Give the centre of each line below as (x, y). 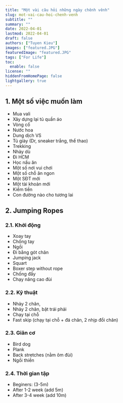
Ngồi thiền (23, 360)
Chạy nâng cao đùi (32, 280)
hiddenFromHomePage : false (34, 76)
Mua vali (21, 114)
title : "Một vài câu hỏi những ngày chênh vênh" (57, 10)
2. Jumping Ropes (34, 211)
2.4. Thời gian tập (27, 373)
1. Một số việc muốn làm (44, 101)
